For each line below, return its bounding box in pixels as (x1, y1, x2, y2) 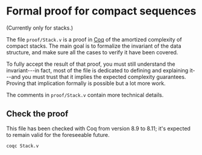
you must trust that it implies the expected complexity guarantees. (22, 73, 186, 80)
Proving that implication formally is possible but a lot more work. (6, 80, 166, 87)
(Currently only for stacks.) (6, 24, 74, 31)
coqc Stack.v (6, 143, 39, 149)
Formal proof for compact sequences (6, 4, 197, 18)
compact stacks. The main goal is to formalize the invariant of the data (6, 42, 181, 49)
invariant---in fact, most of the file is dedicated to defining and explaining (6, 66, 189, 74)
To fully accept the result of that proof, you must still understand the (6, 60, 175, 68)
